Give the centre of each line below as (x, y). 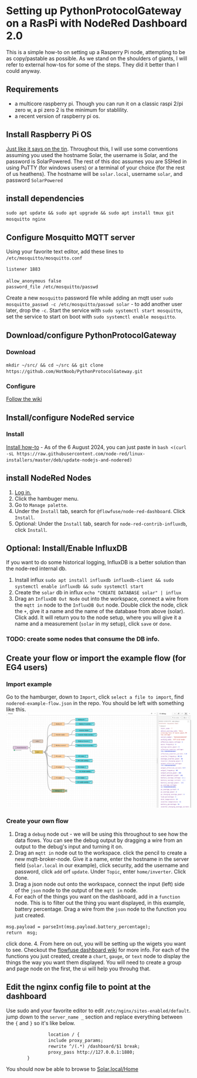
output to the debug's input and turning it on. (69, 846)
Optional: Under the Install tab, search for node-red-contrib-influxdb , (101, 523)
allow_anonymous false (34, 281)
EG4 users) (27, 667)
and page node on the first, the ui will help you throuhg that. (78, 969)
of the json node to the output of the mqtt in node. (76, 890)
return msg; (22, 933)
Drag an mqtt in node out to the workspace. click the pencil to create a (101, 853)
